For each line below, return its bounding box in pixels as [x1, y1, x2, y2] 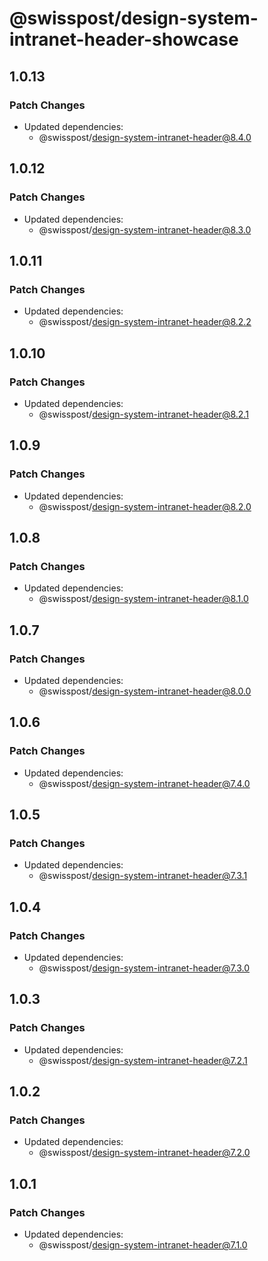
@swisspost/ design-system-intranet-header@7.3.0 [38, 962, 251, 974]
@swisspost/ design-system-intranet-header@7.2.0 [38, 1147, 251, 1159]
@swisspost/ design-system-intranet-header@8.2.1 [38, 408, 249, 420]
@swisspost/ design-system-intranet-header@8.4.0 [38, 131, 252, 143]
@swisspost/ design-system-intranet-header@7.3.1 [38, 870, 248, 882]
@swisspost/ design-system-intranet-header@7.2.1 [38, 1054, 248, 1066]
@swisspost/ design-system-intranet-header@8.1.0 [38, 593, 249, 605]
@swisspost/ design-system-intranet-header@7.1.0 [38, 1239, 248, 1251]
